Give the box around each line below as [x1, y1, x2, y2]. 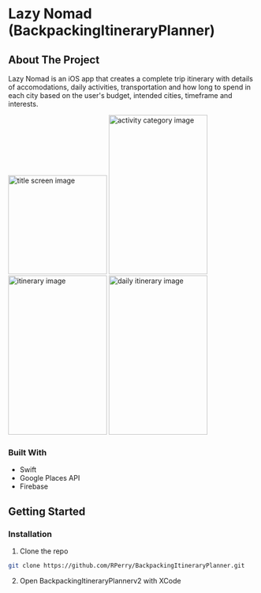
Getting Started [8, 504, 86, 518]
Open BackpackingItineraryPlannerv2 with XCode [19, 576, 181, 585]
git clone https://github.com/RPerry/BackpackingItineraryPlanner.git [8, 561, 245, 569]
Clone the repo [19, 546, 69, 556]
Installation [8, 528, 53, 539]
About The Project [8, 53, 100, 66]
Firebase [19, 482, 49, 491]
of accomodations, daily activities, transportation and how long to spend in [8, 82, 251, 92]
